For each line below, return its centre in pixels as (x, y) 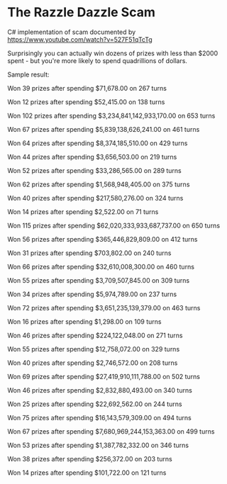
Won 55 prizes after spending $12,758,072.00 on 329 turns (94, 349)
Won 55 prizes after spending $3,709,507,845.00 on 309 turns (99, 280)
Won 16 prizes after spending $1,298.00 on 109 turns (84, 321)
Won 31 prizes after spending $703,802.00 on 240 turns (89, 253)
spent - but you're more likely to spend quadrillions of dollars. (98, 60)
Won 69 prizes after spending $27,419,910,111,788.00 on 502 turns (104, 376)
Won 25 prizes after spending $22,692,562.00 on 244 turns (95, 404)
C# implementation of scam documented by (72, 32)
